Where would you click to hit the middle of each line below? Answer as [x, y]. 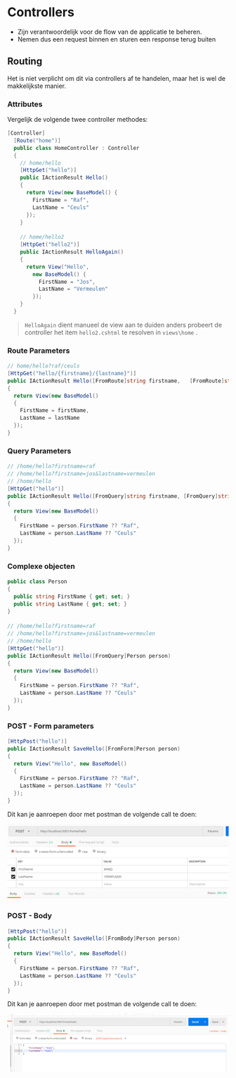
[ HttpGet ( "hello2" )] [50, 245]
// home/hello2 [42, 237]
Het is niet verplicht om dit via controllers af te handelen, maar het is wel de [117, 78]
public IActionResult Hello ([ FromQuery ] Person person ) [89, 656]
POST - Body [30, 916]
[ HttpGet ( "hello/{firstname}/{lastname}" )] [72, 374]
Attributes [25, 104]
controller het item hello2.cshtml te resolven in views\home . [111, 332]
